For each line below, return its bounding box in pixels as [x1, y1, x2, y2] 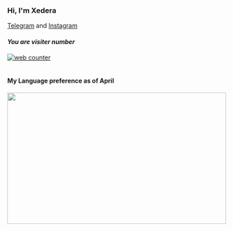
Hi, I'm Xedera [7, 6, 57, 15]
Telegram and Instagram [7, 22, 78, 30]
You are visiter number [7, 37, 76, 45]
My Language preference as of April [7, 76, 114, 85]
